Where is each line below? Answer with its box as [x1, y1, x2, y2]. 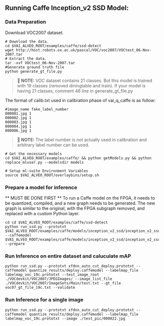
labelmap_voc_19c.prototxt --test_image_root [5, 272, 99, 277]
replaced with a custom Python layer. [5, 210, 80, 216]
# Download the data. [5, 39, 49, 44]
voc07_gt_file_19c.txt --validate [5, 285, 76, 290]
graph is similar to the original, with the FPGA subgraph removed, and [5, 205, 145, 211]
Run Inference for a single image [5, 296, 84, 303]
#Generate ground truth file [5, 64, 64, 70]
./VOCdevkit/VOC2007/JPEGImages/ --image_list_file [5, 277, 112, 282]
